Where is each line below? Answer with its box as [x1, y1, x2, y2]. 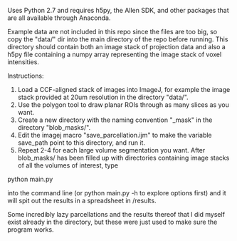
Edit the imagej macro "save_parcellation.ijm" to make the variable [17, 131, 212, 139]
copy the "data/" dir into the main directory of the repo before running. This [7, 35, 228, 43]
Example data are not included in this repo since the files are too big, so [7, 28, 218, 36]
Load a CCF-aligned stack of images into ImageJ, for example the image [17, 86, 231, 93]
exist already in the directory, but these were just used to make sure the [7, 217, 218, 226]
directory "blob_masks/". [17, 123, 91, 131]
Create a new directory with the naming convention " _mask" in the [17, 116, 213, 124]
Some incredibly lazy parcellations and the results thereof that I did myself [7, 210, 226, 218]
